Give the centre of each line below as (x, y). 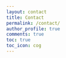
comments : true (25, 34)
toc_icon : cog (24, 46)
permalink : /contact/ (33, 23)
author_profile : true (33, 29)
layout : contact (26, 12)
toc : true (19, 40)
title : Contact (25, 18)
